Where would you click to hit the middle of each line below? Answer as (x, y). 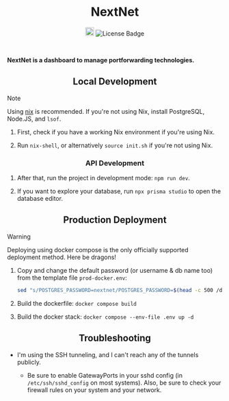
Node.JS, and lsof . (34, 119)
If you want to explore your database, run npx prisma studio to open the (119, 191)
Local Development (115, 82)
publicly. (29, 362)
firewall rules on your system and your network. (94, 390)
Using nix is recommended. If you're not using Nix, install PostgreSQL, (106, 111)
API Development (115, 163)
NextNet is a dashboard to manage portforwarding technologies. (101, 60)
